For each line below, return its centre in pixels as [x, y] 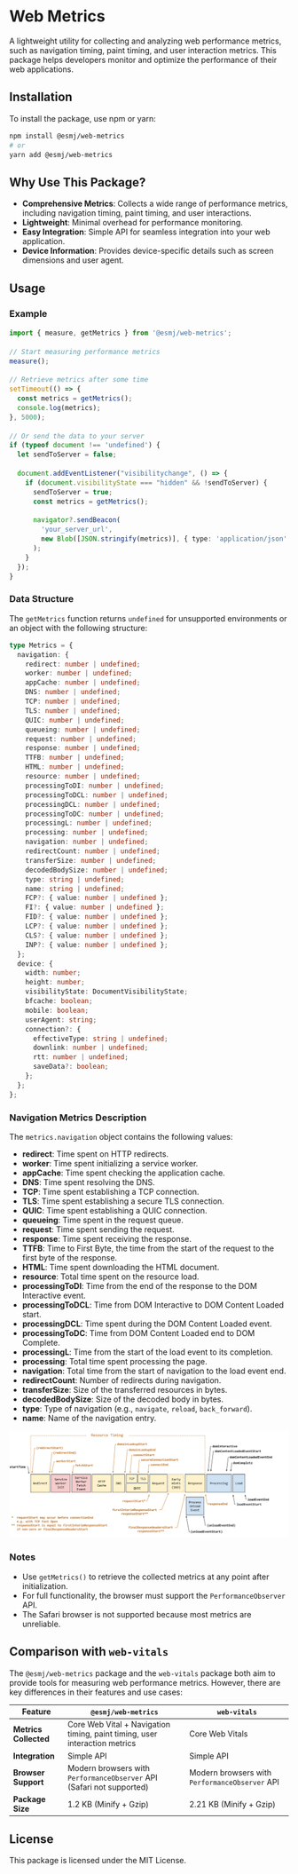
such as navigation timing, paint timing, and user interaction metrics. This [143, 50]
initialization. [45, 1585]
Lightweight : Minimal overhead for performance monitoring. [133, 223]
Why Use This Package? [78, 182]
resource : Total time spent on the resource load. [110, 1277]
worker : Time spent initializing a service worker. [110, 1163]
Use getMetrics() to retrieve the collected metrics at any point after [145, 1577]
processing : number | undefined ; [87, 833]
